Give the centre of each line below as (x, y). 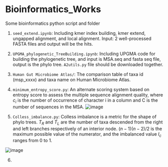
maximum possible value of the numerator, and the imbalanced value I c (87, 134)
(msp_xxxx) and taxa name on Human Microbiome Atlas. (72, 79)
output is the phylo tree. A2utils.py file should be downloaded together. (88, 64)
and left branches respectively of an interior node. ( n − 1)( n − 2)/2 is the (87, 129)
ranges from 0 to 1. (32, 141)
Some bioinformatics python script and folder (53, 23)
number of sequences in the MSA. (48, 107)
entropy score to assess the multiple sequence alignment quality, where (88, 95)
